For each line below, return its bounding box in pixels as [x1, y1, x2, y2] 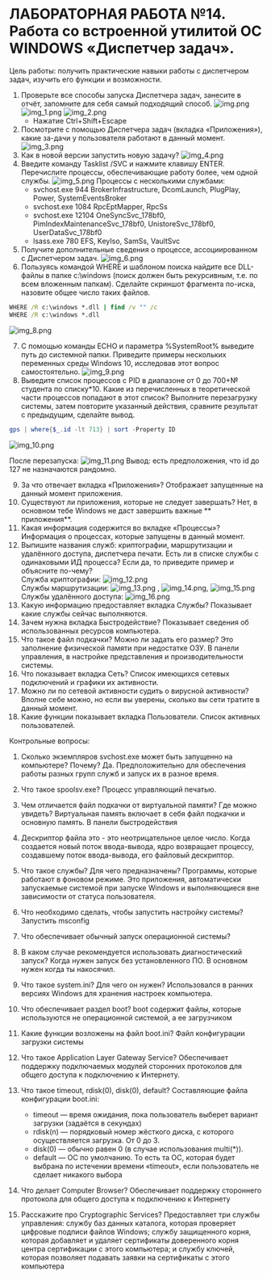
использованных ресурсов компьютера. [20, 625, 161, 635]
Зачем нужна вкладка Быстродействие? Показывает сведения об [20, 617, 249, 627]
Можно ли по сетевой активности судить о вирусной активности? [20, 686, 249, 696]
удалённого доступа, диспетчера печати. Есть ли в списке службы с [20, 549, 259, 558]
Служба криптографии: [20, 574, 102, 584]
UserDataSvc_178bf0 [32, 227, 102, 237]
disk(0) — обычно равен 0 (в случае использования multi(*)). [32, 1144, 244, 1154]
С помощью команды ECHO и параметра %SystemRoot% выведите [20, 341, 255, 351]
